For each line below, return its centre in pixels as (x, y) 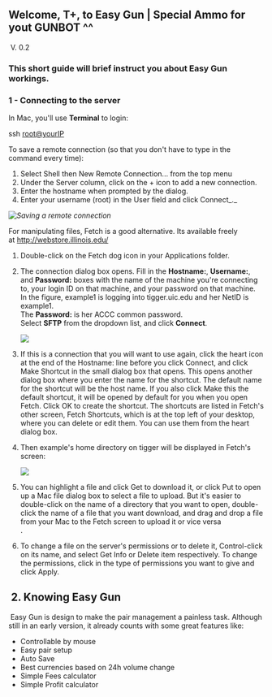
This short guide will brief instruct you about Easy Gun (118, 68)
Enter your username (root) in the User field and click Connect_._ (129, 200)
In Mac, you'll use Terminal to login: (68, 118)
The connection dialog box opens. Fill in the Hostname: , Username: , (135, 271)
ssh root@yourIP (37, 134)
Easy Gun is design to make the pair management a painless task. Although (136, 617)
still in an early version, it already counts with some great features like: (126, 626)
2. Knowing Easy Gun (66, 597)
